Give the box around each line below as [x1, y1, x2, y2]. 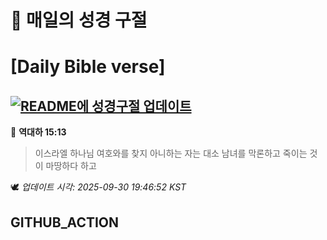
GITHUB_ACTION [10, 214, 120, 231]
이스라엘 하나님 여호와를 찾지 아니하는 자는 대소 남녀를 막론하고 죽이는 [34, 147, 308, 160]
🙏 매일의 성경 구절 [10, 9, 148, 32]
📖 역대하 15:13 [10, 126, 67, 138]
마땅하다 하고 [45, 160, 97, 172]
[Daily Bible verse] [10, 56, 166, 78]
